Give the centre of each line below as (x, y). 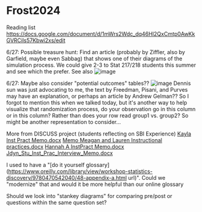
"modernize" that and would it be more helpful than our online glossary (95, 184)
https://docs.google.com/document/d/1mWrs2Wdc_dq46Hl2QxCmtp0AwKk (101, 33)
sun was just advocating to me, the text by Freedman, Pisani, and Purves (97, 89)
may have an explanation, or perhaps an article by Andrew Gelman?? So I (98, 96)
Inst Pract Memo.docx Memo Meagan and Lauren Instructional (84, 140)
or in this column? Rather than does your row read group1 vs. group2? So (97, 115)
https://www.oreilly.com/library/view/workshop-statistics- (80, 171)
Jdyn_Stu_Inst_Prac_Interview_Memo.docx (60, 153)
